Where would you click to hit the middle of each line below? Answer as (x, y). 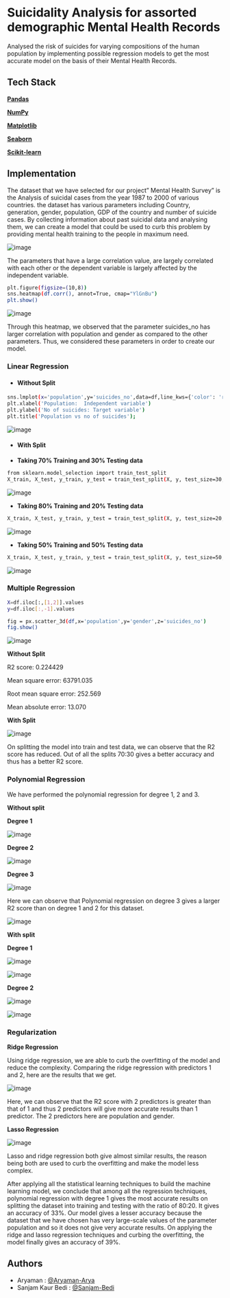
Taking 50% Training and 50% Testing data (80, 545)
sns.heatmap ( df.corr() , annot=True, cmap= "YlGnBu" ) (82, 294)
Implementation (42, 174)
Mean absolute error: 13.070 (47, 707)
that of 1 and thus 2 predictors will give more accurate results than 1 (102, 1109)
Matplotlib (22, 126)
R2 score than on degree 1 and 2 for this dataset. (76, 908)
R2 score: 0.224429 (35, 668)
